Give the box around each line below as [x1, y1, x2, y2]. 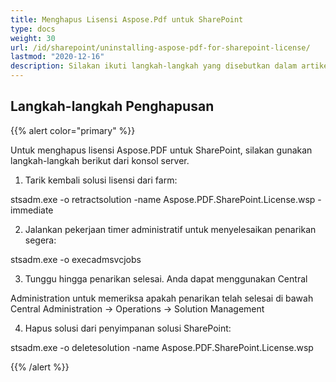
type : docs [10, 24, 56, 34]
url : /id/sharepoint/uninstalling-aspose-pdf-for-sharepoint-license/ [10, 42, 311, 53]
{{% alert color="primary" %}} [10, 124, 136, 136]
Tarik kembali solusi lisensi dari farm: [24, 174, 178, 186]
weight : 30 [10, 33, 56, 43]
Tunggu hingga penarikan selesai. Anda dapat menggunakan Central [24, 272, 308, 285]
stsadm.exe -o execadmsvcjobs [10, 253, 142, 265]
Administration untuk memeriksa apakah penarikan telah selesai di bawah [10, 292, 314, 304]
